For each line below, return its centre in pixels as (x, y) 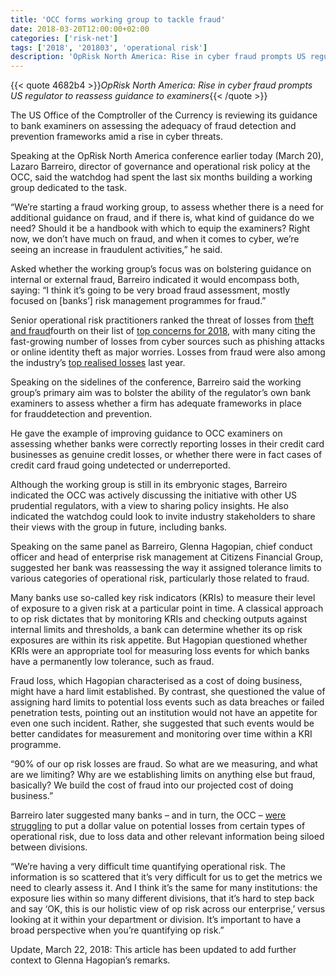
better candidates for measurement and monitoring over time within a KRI (161, 734)
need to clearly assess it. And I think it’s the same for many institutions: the (164, 888)
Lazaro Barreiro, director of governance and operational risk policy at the (160, 167)
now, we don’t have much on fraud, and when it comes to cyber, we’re (155, 239)
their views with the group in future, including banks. (119, 527)
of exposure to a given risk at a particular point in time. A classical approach (167, 608)
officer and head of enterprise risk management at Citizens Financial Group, (167, 557)
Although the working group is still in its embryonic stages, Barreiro (149, 485)
